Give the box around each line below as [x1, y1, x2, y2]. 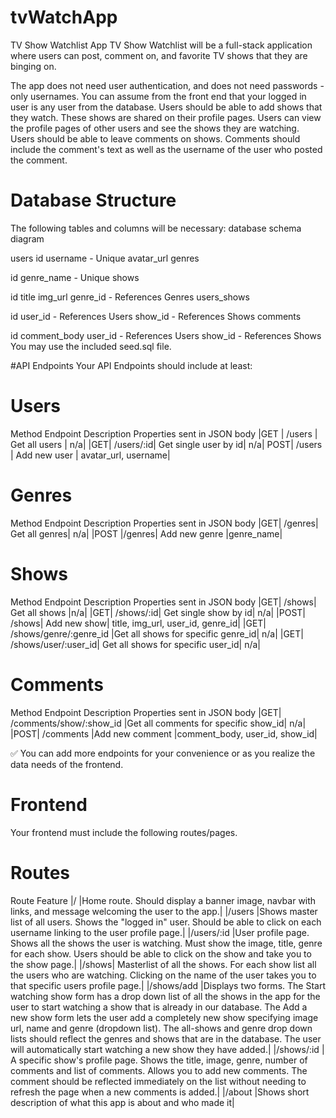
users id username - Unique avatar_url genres [10, 252, 200, 264]
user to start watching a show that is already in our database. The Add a [10, 1001, 308, 1013]
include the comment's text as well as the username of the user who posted [10, 143, 323, 155]
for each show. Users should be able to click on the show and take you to [10, 947, 312, 960]
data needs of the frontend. [10, 758, 124, 770]
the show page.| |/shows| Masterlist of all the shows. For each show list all [10, 958, 317, 970]
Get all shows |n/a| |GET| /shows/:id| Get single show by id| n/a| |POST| [10, 606, 307, 618]
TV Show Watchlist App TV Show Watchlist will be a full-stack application [10, 39, 313, 51]
